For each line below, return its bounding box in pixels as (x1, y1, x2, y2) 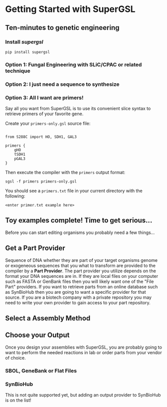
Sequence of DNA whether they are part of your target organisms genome (5, 257, 158, 263)
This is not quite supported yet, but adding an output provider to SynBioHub (5, 392, 161, 398)
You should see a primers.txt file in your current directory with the (5, 188, 143, 194)
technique (5, 67, 31, 74)
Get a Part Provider (5, 244, 65, 252)
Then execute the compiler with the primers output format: (5, 170, 126, 176)
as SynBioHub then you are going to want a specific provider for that (5, 289, 146, 295)
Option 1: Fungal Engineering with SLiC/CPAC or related (5, 61, 142, 68)
